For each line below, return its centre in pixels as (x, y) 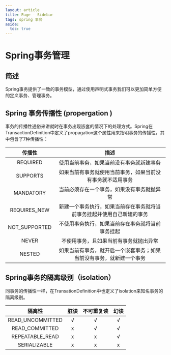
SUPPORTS (30, 175)
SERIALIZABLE (35, 345)
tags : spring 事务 (24, 19)
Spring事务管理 (38, 56)
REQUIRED (30, 162)
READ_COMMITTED (35, 328)
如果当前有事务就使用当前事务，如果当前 (107, 172)
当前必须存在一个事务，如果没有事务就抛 (107, 189)
